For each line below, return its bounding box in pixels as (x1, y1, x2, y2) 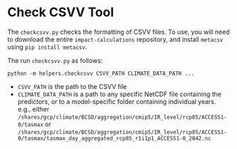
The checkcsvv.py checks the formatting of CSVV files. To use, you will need (7, 28, 230, 36)
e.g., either (17, 105, 50, 113)
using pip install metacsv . (7, 42, 87, 51)
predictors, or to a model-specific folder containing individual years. (17, 97, 216, 106)
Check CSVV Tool (7, 4, 115, 20)
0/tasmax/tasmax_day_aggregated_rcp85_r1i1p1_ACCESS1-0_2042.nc (17, 135, 212, 142)
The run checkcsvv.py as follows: (7, 56, 103, 64)
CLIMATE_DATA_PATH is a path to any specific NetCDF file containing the (17, 90, 221, 98)
